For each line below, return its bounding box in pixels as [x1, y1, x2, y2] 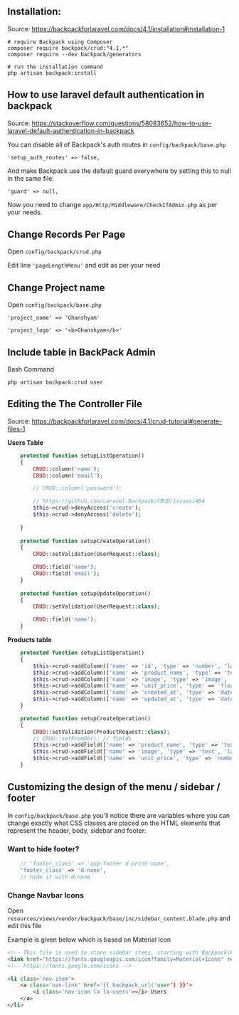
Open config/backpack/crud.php [7, 247, 102, 256]
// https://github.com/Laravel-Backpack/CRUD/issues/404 [33, 498, 205, 505]
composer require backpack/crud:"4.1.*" [7, 44, 129, 52]
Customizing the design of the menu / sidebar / [7, 781, 221, 793]
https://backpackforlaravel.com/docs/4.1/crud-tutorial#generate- [31, 416, 223, 426]
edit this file [7, 921, 42, 930]
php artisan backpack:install [7, 69, 97, 77]
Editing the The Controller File [7, 398, 142, 410]
